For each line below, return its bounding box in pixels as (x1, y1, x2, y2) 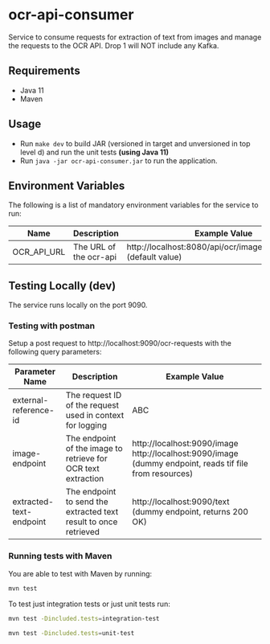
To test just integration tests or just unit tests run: (8, 599, 170, 609)
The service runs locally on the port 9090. (8, 300, 148, 310)
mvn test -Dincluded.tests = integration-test (8, 614, 160, 622)
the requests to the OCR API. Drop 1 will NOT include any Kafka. (8, 40, 219, 50)
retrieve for (65, 453, 108, 464)
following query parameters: (8, 347, 102, 357)
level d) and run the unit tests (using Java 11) (19, 147, 169, 157)
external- (12, 395, 49, 406)
